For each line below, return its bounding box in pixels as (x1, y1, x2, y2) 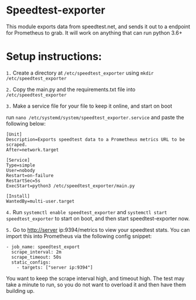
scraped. (6, 142, 28, 148)
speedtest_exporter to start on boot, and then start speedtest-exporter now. (6, 215, 190, 222)
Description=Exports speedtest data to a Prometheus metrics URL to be (6, 136, 185, 142)
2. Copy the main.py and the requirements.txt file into (6, 86, 136, 93)
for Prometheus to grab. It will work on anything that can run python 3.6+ (6, 29, 183, 36)
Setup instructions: (6, 50, 102, 64)
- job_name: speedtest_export (6, 244, 80, 250)
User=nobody (6, 167, 35, 174)
